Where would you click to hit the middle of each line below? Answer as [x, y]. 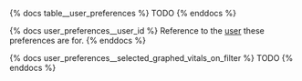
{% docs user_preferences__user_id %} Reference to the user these [137, 30]
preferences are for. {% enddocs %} [78, 40]
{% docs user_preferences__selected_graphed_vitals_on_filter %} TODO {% [151, 58]
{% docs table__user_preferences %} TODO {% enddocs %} [123, 13]
